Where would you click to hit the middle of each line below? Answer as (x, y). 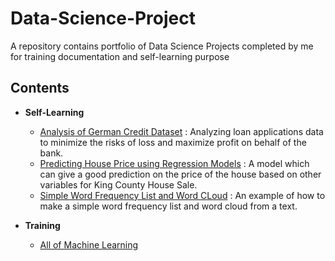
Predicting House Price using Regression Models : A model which (174, 163)
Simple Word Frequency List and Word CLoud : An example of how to (182, 195)
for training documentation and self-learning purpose (120, 56)
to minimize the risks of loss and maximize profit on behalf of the (173, 142)
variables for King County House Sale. (118, 184)
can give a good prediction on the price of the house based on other (180, 174)
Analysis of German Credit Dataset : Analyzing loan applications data (181, 131)
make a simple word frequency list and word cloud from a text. (168, 206)
